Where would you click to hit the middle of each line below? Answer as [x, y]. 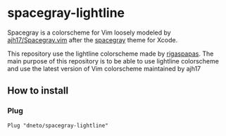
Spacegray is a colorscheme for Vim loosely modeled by [89, 32]
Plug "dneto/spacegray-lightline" [58, 125]
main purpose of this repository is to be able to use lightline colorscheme [113, 61]
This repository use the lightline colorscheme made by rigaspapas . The [111, 54]
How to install [38, 91]
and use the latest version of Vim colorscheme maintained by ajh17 [104, 68]
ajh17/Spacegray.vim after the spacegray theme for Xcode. [93, 39]
